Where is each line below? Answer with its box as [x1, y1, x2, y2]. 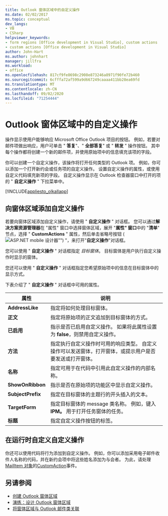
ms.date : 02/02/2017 [5, 12, 48, 17]
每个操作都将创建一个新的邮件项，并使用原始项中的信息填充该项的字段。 [5, 149, 154, 155]
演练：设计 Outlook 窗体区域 [12, 499, 71, 505]
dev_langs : [5, 21, 28, 27]
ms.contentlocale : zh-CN [5, 86, 57, 92]
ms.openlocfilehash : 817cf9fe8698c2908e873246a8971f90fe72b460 [5, 73, 140, 78]
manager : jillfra [5, 59, 41, 64]
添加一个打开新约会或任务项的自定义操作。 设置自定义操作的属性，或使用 [9, 166, 160, 172]
